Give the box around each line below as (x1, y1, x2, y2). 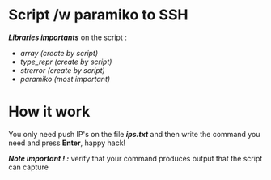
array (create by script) (19, 48, 99, 58)
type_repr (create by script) (19, 57, 112, 66)
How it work (8, 103, 91, 121)
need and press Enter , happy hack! (8, 138, 126, 148)
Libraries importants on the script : (8, 32, 127, 42)
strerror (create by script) (19, 65, 105, 75)
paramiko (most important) (19, 74, 111, 84)
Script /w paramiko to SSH (8, 6, 188, 24)
